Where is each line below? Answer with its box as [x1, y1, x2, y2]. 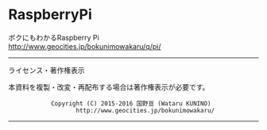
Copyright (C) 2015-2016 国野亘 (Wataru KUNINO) [50, 99, 211, 108]
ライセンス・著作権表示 [8, 65, 85, 75]
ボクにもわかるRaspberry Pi [8, 32, 99, 42]
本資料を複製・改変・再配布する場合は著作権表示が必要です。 [8, 82, 210, 92]
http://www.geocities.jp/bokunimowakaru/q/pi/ [8, 41, 161, 51]
